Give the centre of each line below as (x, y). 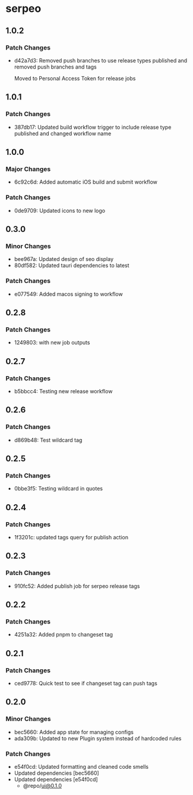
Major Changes (28, 169)
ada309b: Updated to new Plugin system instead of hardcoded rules (98, 738)
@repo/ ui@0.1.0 (42, 786)
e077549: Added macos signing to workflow (68, 294)
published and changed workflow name (63, 133)
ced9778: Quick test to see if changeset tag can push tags (86, 684)
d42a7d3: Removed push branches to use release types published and (101, 60)
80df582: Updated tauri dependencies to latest (72, 265)
